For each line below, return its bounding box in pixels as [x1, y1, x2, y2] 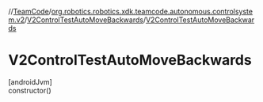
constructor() [8, 85, 51, 95]
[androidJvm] [8, 77, 53, 86]
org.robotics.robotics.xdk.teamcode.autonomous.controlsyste [51, 7, 253, 16]
